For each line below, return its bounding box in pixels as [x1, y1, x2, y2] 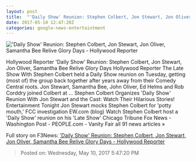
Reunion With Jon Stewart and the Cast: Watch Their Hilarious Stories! [6, 96, 175, 103]
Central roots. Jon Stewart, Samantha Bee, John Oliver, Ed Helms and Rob [6, 83, 184, 91]
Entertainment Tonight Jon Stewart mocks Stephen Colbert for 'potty [6, 102, 171, 109]
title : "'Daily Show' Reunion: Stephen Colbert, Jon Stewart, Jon [6, 14, 174, 20]
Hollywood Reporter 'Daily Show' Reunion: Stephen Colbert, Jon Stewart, [6, 58, 182, 66]
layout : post [6, 8, 38, 15]
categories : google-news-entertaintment [6, 25, 106, 31]
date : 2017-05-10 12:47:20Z [6, 19, 75, 25]
